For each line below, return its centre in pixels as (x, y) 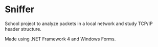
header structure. (23, 29)
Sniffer (19, 9)
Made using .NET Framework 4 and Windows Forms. (60, 39)
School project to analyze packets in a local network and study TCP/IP (79, 24)
